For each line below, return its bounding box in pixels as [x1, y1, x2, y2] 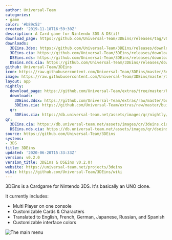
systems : [5, 136, 24, 141]
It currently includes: [5, 193, 49, 200]
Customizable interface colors [12, 220, 77, 226]
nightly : [5, 83, 24, 89]
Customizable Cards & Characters [12, 208, 84, 215]
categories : [5, 12, 31, 17]
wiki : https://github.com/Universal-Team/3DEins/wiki [5, 169, 123, 174]
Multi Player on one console [12, 203, 72, 209]
